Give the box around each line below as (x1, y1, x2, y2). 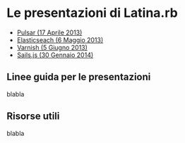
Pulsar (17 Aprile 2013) (16, 28, 83, 37)
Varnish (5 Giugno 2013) (16, 43, 88, 51)
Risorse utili (6, 111, 60, 123)
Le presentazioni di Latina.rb (6, 5, 178, 21)
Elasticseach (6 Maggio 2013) (16, 35, 104, 44)
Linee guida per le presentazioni (6, 71, 151, 83)
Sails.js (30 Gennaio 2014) (16, 51, 94, 59)
